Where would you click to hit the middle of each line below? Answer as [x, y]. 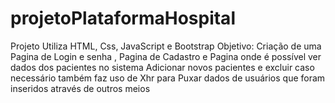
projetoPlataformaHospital [123, 18]
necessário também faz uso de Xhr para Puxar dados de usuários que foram [168, 78]
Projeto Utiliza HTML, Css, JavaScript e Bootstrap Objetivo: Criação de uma [166, 46]
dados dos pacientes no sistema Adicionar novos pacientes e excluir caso [162, 67]
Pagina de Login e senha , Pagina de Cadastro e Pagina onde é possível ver [166, 56]
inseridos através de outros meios [80, 88]
